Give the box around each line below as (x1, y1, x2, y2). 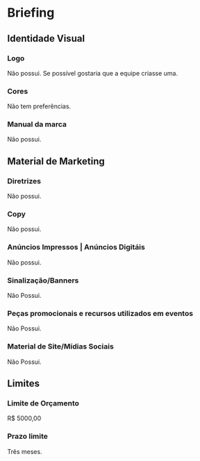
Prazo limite (7, 432, 49, 442)
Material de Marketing (7, 155, 106, 167)
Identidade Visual (7, 33, 85, 44)
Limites (7, 378, 40, 389)
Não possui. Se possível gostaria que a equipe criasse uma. (7, 69, 178, 77)
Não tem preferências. (7, 102, 72, 110)
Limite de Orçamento (7, 398, 80, 408)
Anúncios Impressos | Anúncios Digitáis (7, 242, 146, 252)
